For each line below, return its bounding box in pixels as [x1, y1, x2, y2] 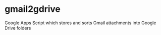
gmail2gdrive [4, 3, 60, 15]
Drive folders [4, 25, 31, 31]
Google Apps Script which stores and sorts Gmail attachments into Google [4, 20, 157, 26]
